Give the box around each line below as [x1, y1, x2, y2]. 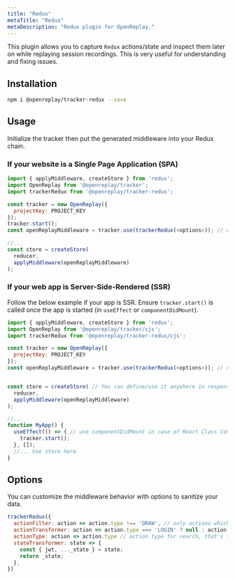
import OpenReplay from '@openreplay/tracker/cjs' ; [7, 325, 161, 333]
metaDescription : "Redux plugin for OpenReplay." [7, 23, 155, 30]
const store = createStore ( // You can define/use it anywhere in [7, 383, 205, 390]
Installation [7, 78, 57, 90]
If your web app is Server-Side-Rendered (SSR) [7, 282, 171, 292]
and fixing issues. [7, 57, 58, 66]
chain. [7, 142, 25, 150]
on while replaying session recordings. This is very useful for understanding [7, 50, 226, 58]
